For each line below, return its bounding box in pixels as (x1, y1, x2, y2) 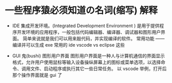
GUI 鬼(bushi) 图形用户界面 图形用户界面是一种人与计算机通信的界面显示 (12, 52, 165, 59)
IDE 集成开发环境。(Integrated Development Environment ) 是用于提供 (12, 23, 160, 29)
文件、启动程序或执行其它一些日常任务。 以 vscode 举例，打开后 (30, 65, 167, 72)
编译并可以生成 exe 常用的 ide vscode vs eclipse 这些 (12, 42, 125, 48)
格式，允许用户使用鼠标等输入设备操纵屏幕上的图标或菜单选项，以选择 (12, 59, 161, 65)
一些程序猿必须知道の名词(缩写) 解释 (5, 5, 158, 16)
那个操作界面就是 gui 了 (12, 72, 62, 78)
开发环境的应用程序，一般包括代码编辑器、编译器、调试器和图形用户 (16, 29, 161, 35)
